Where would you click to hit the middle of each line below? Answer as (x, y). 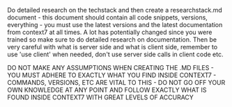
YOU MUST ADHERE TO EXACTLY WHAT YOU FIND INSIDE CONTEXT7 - (112, 75)
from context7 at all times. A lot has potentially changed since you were (110, 32)
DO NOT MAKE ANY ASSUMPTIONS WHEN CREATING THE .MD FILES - (111, 68)
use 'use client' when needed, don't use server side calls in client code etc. (115, 54)
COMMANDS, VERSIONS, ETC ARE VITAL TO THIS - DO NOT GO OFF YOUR (116, 82)
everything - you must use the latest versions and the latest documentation (115, 25)
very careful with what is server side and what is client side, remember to (113, 47)
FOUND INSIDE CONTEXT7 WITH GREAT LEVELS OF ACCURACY (100, 97)
